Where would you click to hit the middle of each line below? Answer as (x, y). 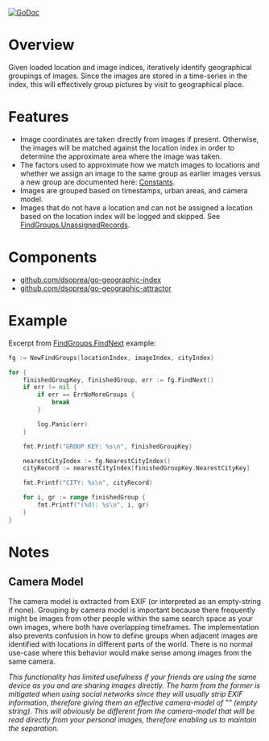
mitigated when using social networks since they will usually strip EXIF (126, 693)
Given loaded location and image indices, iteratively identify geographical (130, 67)
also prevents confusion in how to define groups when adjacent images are (133, 635)
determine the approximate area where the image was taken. (121, 156)
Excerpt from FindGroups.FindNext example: (83, 343)
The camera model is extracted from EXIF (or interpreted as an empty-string (135, 601)
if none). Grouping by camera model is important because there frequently (132, 610)
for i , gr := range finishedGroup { (85, 498)
